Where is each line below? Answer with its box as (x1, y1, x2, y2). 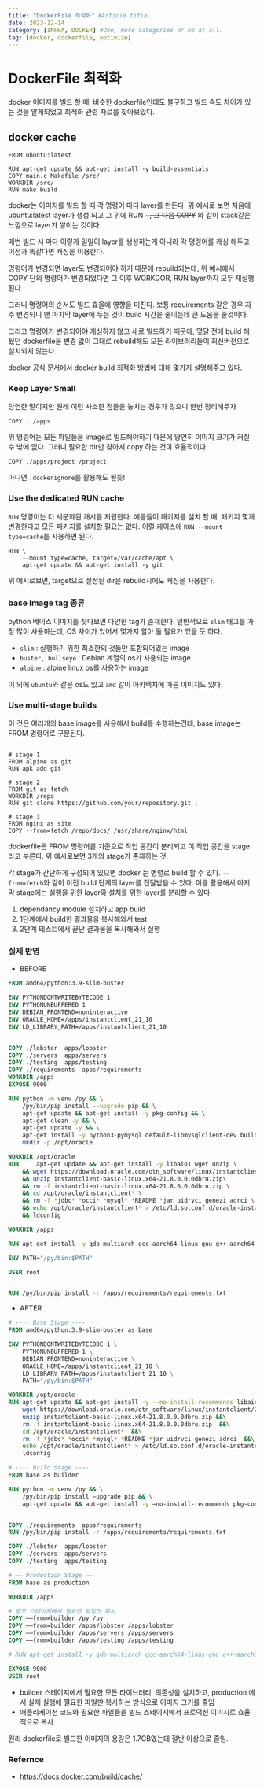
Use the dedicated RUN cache (8, 493, 125, 504)
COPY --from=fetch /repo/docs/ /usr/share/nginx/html (8, 827, 189, 835)
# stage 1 (8, 751, 41, 760)
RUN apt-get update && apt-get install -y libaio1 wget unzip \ (8, 1160, 237, 1168)
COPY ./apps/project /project (8, 458, 108, 466)
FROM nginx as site (8, 820, 72, 828)
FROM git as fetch (8, 785, 68, 793)
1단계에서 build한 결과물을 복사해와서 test (19, 915, 148, 924)
